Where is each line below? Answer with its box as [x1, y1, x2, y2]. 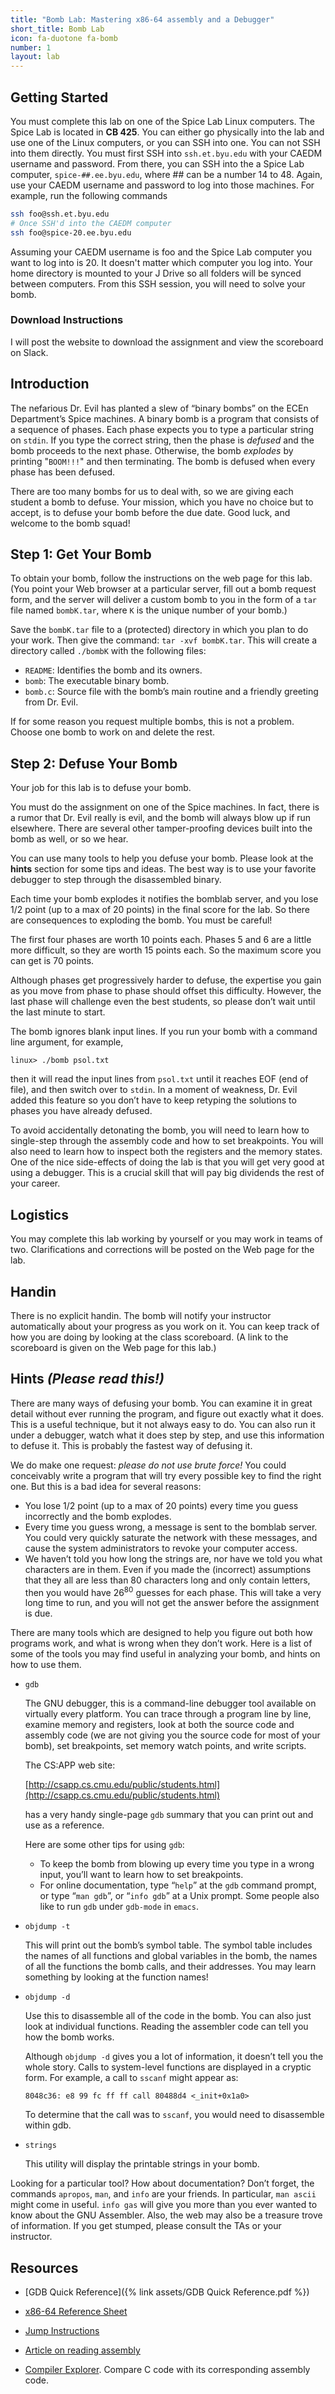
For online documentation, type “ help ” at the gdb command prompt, [39, 1879, 317, 1891]
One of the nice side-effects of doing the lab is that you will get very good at [10, 1156, 325, 1168]
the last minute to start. [10, 1006, 106, 1018]
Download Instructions [10, 313, 124, 327]
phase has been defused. [10, 466, 116, 478]
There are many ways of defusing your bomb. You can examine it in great [10, 1397, 313, 1409]
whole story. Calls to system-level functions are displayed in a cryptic [24, 2061, 312, 2073]
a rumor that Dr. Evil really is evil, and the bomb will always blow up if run [10, 812, 312, 824]
